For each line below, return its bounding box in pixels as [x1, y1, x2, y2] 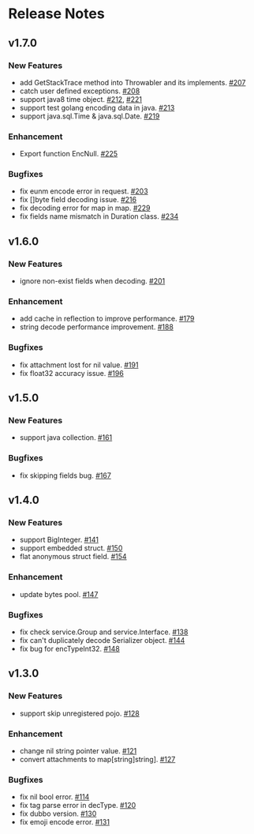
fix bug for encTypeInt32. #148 [19, 644, 120, 654]
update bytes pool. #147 [19, 589, 99, 599]
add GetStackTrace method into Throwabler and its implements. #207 [19, 77, 246, 87]
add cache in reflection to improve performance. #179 [19, 314, 195, 324]
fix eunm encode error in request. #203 [19, 186, 148, 196]
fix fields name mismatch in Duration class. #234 [19, 212, 179, 221]
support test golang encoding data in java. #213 [19, 103, 175, 112]
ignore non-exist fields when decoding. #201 [19, 276, 166, 286]
